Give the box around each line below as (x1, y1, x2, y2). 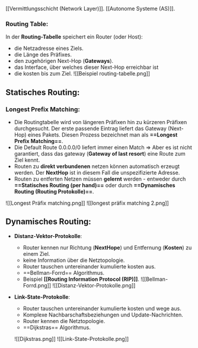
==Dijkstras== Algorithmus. (23, 324, 91, 331)
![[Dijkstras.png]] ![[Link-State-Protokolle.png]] (14, 335, 129, 342)
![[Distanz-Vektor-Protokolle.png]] (52, 281, 136, 289)
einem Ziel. (23, 250, 50, 257)
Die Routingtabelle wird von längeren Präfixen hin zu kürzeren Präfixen (14, 118, 187, 125)
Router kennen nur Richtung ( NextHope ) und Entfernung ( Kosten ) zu (23, 243, 192, 251)
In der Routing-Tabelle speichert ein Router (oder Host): (5, 33, 143, 40)
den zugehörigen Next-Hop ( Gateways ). (14, 58, 114, 65)
